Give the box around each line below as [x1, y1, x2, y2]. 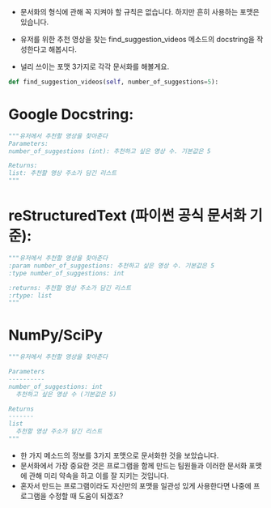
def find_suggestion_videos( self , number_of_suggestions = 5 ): [8, 78, 219, 86]
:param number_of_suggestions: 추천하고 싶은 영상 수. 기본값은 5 [8, 262, 215, 270]
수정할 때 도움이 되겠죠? [48, 491, 124, 501]
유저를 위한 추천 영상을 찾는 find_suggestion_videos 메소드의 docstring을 [19, 35, 255, 44]
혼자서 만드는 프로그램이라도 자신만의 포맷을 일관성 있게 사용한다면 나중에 [19, 480, 252, 490]
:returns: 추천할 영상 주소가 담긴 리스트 [8, 284, 132, 292]
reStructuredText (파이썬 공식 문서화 [8, 207, 247, 225]
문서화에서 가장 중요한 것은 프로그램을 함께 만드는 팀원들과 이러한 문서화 [19, 460, 248, 470]
